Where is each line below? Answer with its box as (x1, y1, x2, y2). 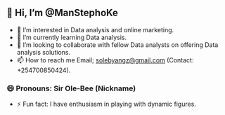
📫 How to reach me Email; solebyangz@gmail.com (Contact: (16, 55, 194, 64)
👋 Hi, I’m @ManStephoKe (6, 7, 119, 19)
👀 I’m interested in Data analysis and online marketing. (16, 25, 174, 34)
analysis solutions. (16, 48, 71, 56)
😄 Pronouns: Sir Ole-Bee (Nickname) (6, 83, 136, 93)
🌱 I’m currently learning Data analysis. (16, 33, 127, 41)
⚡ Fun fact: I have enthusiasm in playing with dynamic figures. (16, 100, 196, 109)
